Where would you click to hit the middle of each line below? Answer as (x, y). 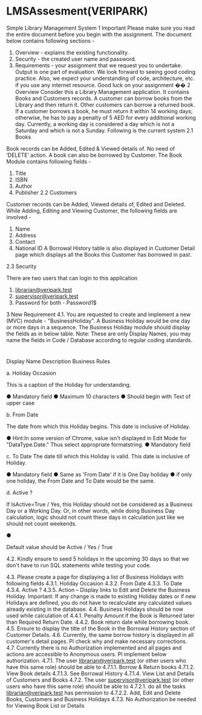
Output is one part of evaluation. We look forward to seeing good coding (105, 71)
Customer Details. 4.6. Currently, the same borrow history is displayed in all (100, 635)
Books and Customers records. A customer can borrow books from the (103, 98)
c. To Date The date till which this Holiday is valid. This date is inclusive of (98, 456)
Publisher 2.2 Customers (46, 193)
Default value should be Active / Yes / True (60, 547)
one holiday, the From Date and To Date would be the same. (81, 481)
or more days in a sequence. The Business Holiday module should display (98, 327)
